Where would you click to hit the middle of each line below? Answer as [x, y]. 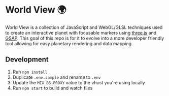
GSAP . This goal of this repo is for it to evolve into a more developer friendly [85, 38]
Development [27, 60]
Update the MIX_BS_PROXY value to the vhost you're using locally [79, 82]
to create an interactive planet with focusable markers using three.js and [81, 33]
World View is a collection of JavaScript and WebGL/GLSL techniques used [84, 27]
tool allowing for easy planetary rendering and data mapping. [69, 43]
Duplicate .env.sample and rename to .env [57, 77]
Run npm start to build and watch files [53, 88]
